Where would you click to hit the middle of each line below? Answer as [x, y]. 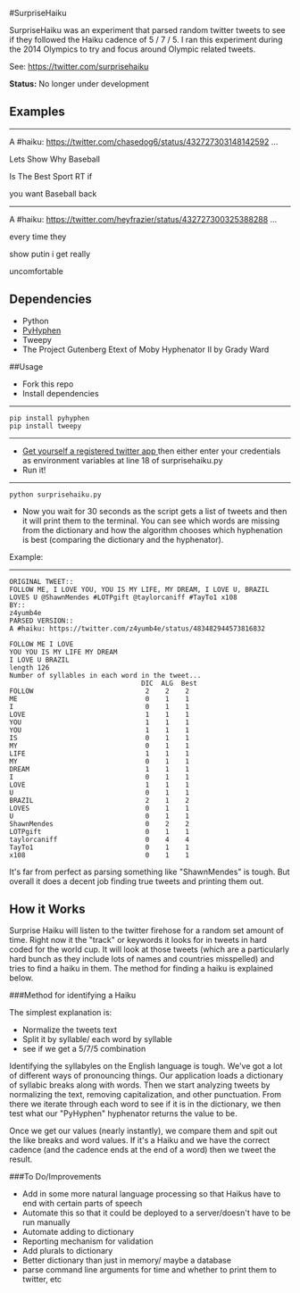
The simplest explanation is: [61, 1013]
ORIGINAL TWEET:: [42, 581]
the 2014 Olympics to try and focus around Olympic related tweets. [133, 49]
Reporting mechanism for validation [87, 1241]
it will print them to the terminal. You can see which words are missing [151, 521]
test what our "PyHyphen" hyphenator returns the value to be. [124, 1114]
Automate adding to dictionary [78, 1232]
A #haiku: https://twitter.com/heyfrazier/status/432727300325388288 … [143, 219]
